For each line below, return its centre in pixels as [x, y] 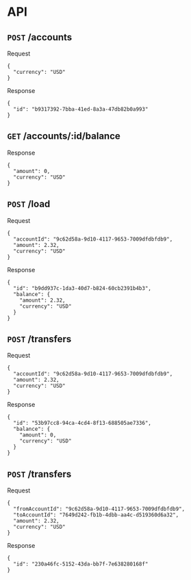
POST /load [29, 204]
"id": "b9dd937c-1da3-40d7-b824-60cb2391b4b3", [82, 288]
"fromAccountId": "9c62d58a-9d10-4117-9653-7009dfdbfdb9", [99, 509]
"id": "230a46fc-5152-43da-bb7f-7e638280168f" [81, 564]
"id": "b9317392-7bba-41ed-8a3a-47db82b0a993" [81, 109]
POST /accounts [40, 37]
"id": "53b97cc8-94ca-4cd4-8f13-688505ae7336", [82, 423]
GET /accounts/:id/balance [64, 136]
